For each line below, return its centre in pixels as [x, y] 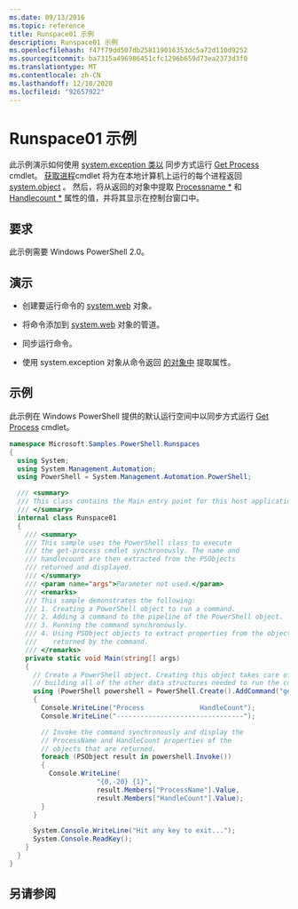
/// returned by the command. [87, 642]
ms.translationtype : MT [53, 68]
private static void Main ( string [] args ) [102, 658]
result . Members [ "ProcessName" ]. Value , [168, 790]
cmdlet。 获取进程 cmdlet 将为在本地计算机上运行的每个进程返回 [125, 176]
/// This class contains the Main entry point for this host [133, 502]
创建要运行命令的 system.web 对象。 [89, 306]
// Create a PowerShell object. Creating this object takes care [156, 675]
